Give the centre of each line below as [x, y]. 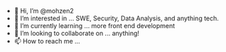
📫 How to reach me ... [47, 41]
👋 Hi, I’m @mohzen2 [44, 11]
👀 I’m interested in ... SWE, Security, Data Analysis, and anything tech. [116, 18]
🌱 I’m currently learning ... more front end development [95, 26]
